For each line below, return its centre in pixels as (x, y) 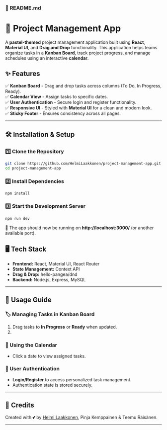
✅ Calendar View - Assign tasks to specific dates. (57, 96)
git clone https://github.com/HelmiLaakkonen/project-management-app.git (83, 164)
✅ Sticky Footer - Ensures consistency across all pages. (63, 113)
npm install (17, 193)
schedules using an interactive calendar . (47, 58)
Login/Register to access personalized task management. (72, 379)
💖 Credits (20, 405)
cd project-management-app (33, 169)
